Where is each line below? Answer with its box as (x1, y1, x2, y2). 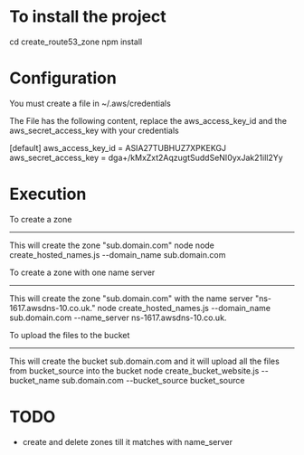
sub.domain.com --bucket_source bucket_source (62, 374, 245, 385)
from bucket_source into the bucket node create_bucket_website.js (9, 365, 260, 376)
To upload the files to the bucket (9, 329, 130, 340)
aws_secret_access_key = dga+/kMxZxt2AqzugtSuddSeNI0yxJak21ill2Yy (9, 152, 283, 163)
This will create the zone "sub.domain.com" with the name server (9, 292, 253, 304)
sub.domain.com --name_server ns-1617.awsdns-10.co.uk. (9, 312, 227, 323)
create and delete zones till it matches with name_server (22, 436, 233, 447)
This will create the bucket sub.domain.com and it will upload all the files (9, 355, 280, 366)
